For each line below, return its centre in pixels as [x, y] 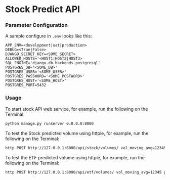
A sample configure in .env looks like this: [49, 36]
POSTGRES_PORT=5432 [26, 85]
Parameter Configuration [37, 25]
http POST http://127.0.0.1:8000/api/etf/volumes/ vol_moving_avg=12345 [83, 172]
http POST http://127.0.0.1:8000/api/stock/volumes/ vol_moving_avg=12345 [86, 148]
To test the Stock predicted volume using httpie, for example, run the [77, 133]
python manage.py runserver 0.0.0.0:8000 [50, 123]
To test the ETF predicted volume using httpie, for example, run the [75, 157]
